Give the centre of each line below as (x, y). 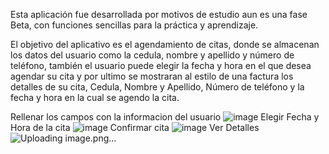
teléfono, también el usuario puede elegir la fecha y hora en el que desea (161, 65)
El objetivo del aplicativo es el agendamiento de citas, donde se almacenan (165, 44)
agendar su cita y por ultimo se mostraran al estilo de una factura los (152, 76)
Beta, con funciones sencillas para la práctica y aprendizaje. (134, 25)
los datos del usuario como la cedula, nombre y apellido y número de (152, 55)
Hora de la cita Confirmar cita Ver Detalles (135, 127)
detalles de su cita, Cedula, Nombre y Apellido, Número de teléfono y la (157, 87)
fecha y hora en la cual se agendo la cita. (95, 97)
